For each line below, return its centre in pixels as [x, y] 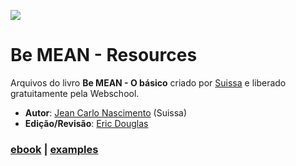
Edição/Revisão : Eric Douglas [86, 123]
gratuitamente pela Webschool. [75, 93]
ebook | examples [54, 149]
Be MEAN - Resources [104, 55]
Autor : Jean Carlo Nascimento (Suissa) [106, 112]
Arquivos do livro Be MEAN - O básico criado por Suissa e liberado [148, 82]
